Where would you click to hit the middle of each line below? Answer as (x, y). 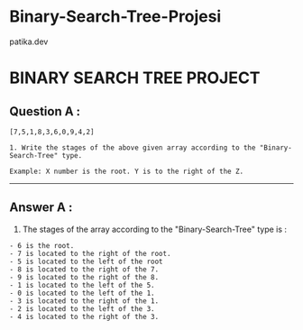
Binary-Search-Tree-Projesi (115, 17)
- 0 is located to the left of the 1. (82, 293)
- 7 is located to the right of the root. (90, 253)
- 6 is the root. (42, 245)
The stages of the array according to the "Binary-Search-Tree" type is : (154, 229)
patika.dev (29, 41)
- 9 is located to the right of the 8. (84, 277)
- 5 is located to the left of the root (87, 261)
